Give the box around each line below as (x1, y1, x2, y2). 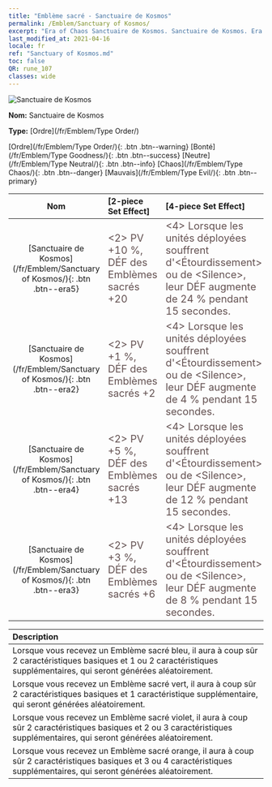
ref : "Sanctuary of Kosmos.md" (8, 49, 114, 58)
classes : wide (8, 72, 57, 80)
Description (12, 630, 59, 642)
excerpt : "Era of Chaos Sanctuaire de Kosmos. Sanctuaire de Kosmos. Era (8, 27, 263, 35)
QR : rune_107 (8, 65, 53, 73)
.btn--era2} (32, 383, 79, 394)
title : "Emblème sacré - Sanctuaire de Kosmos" (8, 11, 172, 20)
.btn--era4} (32, 484, 79, 495)
